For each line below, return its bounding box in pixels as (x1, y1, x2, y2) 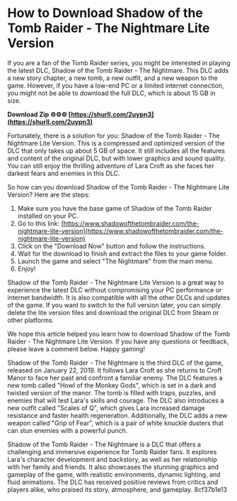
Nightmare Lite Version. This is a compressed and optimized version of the (7, 138, 225, 147)
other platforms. (7, 316, 54, 324)
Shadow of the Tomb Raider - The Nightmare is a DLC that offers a (7, 440, 202, 448)
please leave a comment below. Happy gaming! (7, 344, 145, 353)
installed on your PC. (17, 211, 79, 220)
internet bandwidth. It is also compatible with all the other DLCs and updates (7, 293, 230, 302)
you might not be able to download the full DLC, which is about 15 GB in (7, 89, 216, 97)
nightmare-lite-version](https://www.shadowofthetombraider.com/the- (17, 226, 224, 235)
